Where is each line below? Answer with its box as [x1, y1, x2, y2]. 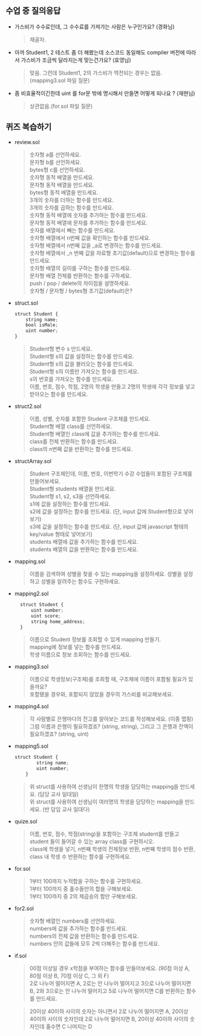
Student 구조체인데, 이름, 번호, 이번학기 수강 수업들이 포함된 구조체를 [29, 470, 193, 477]
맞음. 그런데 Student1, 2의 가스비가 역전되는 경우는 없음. [29, 69, 163, 76]
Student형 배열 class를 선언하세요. [29, 423, 112, 430]
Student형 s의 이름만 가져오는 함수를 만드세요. [29, 368, 140, 375]
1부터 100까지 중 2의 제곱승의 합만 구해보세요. [29, 892, 137, 900]
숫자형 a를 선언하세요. [29, 151, 82, 158]
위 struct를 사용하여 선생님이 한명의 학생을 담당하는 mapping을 [29, 783, 179, 790]
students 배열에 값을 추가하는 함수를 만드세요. [29, 538, 138, 545]
